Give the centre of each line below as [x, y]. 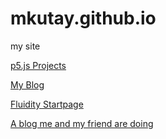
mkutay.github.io [83, 18]
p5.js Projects [38, 65]
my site [25, 46]
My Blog [27, 84]
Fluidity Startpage [47, 104]
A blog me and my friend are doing [82, 123]
